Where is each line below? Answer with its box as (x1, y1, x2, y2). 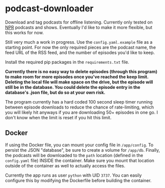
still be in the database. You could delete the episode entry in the (5, 84, 140, 90)
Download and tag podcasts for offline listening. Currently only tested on (5, 19, 153, 25)
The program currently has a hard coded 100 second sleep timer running (5, 99, 153, 105)
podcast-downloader (5, 3, 94, 14)
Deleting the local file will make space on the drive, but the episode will (5, 79, 153, 85)
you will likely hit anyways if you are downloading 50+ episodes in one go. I (5, 109, 158, 115)
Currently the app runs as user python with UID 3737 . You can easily (5, 172, 142, 178)
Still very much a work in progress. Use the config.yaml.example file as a (5, 39, 153, 45)
